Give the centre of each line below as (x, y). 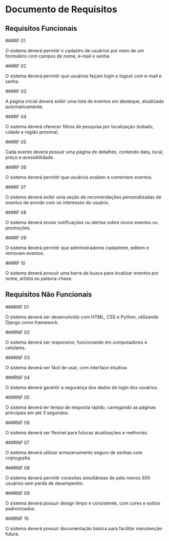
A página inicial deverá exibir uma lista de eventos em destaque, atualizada (84, 101)
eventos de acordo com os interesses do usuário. (57, 203)
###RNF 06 (17, 423)
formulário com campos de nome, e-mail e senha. (58, 56)
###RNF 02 (17, 332)
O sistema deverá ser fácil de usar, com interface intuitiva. (67, 367)
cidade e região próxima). (32, 132)
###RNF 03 (17, 357)
